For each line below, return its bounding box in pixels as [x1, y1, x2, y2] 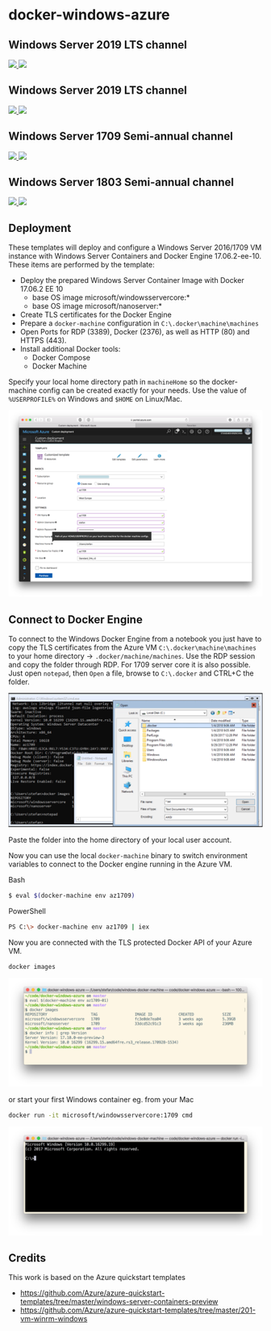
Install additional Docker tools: [19, 344, 121, 354]
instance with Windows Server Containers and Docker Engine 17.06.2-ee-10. [8, 251, 262, 261]
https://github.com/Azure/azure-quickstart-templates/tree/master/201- [19, 1305, 256, 1315]
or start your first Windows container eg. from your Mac [8, 1095, 194, 1105]
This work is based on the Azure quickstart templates [8, 1273, 186, 1283]
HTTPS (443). [19, 335, 67, 345]
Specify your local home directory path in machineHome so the [8, 377, 211, 387]
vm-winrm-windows [19, 1314, 88, 1324]
